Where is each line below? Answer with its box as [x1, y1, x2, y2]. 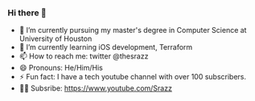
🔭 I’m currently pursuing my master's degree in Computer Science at [19, 26, 247, 35]
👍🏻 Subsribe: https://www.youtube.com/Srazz [19, 83, 172, 93]
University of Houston [19, 34, 93, 43]
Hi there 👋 [7, 7, 47, 18]
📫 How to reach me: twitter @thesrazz [19, 51, 149, 61]
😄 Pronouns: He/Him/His [19, 63, 104, 73]
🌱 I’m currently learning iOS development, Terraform [19, 42, 193, 52]
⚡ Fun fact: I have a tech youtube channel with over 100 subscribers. [19, 72, 247, 82]
